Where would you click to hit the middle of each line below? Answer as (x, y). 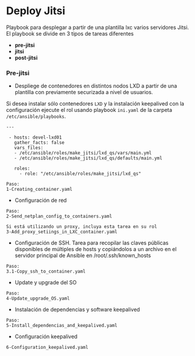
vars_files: (29, 148)
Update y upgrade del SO (45, 283)
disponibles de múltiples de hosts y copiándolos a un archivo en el (96, 249)
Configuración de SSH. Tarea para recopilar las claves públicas (92, 243)
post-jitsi (26, 57)
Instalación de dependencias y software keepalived (77, 310)
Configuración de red (40, 200)
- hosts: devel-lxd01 (35, 137)
